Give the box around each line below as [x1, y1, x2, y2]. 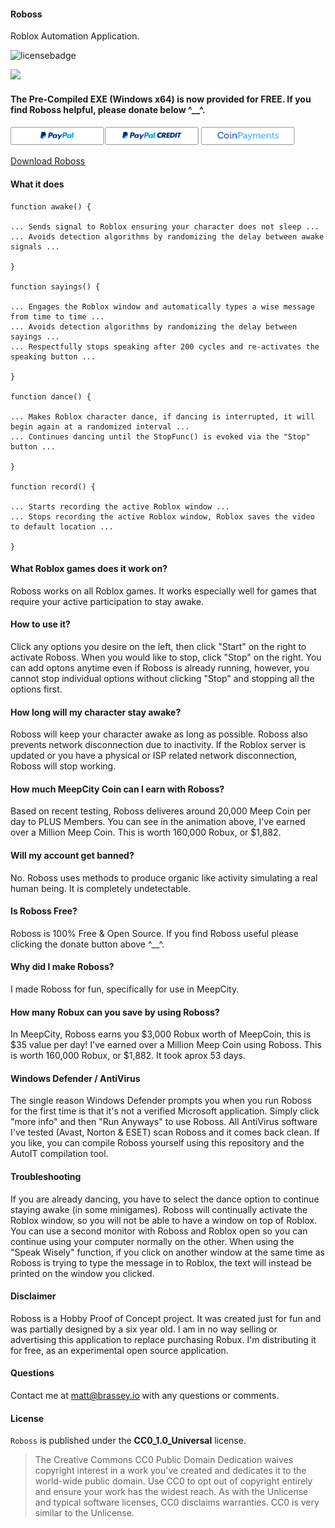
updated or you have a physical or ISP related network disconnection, [10, 750, 298, 762]
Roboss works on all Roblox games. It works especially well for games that [10, 585, 317, 597]
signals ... [10, 241, 60, 252]
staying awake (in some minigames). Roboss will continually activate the [10, 1203, 308, 1215]
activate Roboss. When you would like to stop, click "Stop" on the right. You [10, 651, 322, 664]
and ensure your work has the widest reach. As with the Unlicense [34, 1486, 309, 1498]
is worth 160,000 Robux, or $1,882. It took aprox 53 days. [10, 1050, 246, 1062]
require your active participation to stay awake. [10, 595, 205, 607]
